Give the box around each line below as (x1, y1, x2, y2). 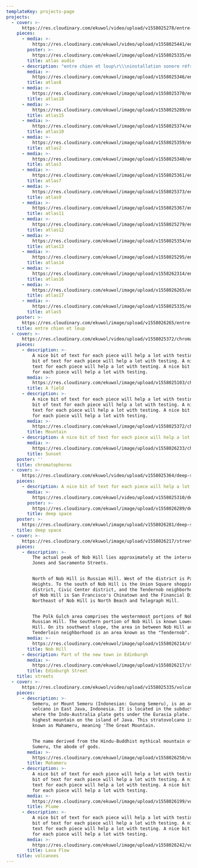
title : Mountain (27, 429, 67, 435)
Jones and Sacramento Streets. (32, 560, 109, 566)
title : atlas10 (27, 129, 64, 135)
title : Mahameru (27, 760, 67, 766)
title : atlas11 (27, 211, 64, 217)
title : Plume (27, 804, 59, 810)
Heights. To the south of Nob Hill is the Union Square (32, 581, 172, 587)
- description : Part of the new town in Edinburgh (21, 651, 148, 658)
